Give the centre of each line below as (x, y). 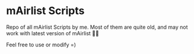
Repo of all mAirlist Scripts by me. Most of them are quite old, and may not (97, 27)
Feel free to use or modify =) (41, 45)
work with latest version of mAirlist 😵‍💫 (53, 33)
